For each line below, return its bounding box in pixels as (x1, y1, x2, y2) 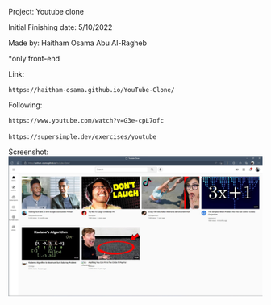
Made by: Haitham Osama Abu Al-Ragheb (8, 38, 148, 48)
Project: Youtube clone (8, 7, 85, 16)
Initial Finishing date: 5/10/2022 (8, 23, 113, 31)
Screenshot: (8, 147, 49, 157)
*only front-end (8, 54, 60, 63)
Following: (8, 100, 43, 110)
